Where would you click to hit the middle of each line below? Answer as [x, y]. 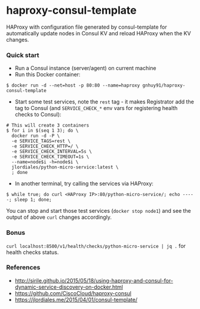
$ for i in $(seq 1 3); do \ [42, 131]
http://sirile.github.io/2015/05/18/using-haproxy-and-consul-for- [94, 280]
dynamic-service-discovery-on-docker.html [69, 287]
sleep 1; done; [33, 200]
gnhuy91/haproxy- [164, 85]
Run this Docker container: [47, 75]
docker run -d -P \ [36, 136]
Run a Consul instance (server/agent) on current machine [85, 68]
